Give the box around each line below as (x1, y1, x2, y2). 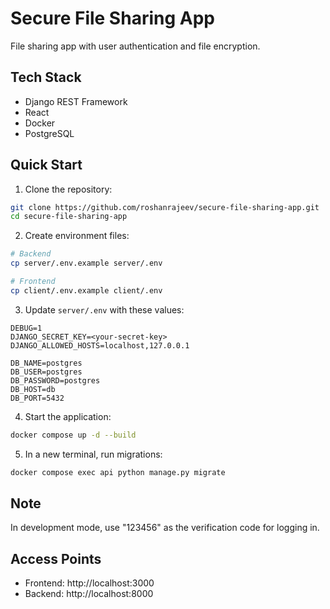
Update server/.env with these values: (24, 303, 185, 316)
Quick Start (10, 157, 83, 174)
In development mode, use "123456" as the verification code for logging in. (10, 522, 320, 534)
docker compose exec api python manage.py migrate (10, 467, 226, 477)
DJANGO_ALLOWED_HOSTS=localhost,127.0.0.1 (10, 340, 190, 351)
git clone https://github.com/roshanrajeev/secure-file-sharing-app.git (10, 202, 320, 212)
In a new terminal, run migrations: (24, 448, 163, 460)
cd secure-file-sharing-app (10, 212, 128, 222)
